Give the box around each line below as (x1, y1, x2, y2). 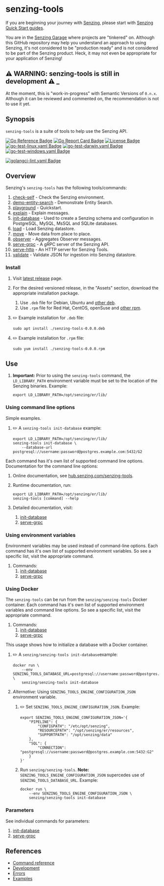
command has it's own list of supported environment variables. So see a (5, 548, 151, 554)
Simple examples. (5, 415, 41, 421)
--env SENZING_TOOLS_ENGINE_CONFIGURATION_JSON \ (29, 791, 132, 796)
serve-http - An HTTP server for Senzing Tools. (12, 247, 109, 253)
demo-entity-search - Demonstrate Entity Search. (12, 200, 113, 206)
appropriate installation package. (12, 290, 79, 296)
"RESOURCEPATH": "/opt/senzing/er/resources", (37, 728, 134, 733)
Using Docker (5, 586, 39, 592)
